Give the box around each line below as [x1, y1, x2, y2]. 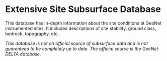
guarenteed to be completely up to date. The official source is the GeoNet [5, 45, 158, 51]
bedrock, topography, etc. [5, 30, 59, 36]
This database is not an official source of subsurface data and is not [5, 40, 148, 46]
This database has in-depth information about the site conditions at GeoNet [5, 20, 162, 26]
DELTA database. [5, 51, 41, 57]
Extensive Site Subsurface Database [5, 3, 161, 15]
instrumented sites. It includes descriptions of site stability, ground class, [5, 25, 156, 31]
